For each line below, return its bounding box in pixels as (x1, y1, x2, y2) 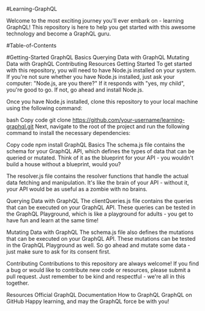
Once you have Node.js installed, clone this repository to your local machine (6, 98, 198, 105)
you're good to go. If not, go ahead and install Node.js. (6, 86, 144, 93)
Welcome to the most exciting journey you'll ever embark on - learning (6, 17, 184, 24)
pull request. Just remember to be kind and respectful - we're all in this (6, 273, 185, 280)
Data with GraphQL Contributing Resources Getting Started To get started (6, 60, 192, 67)
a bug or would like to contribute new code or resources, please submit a (6, 266, 191, 274)
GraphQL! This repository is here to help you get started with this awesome (6, 24, 196, 31)
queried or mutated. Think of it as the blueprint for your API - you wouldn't (6, 154, 194, 161)
